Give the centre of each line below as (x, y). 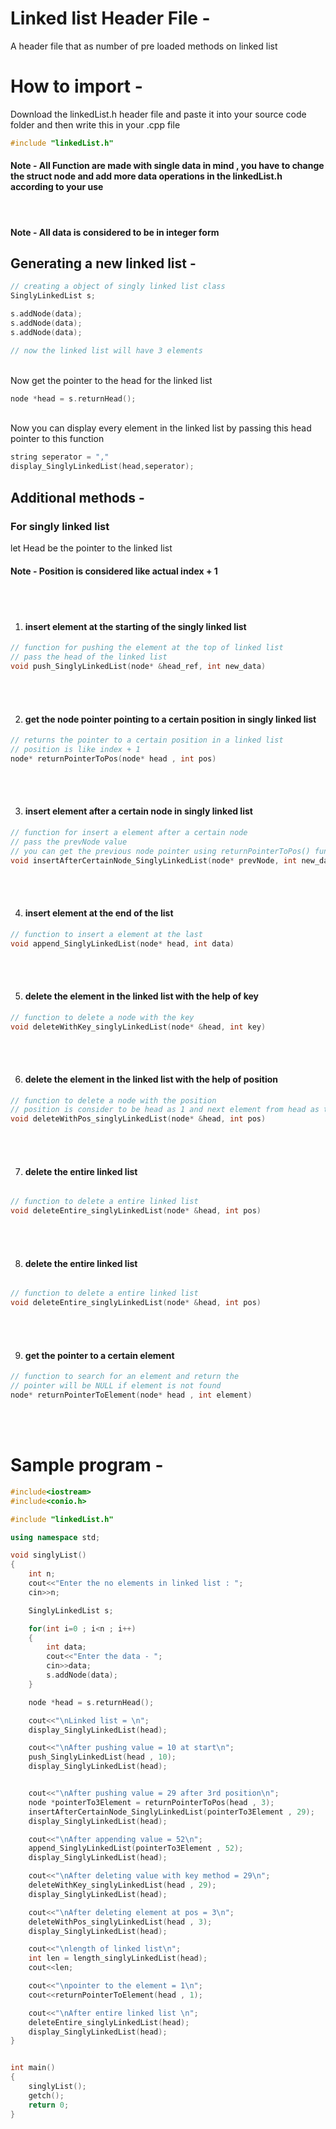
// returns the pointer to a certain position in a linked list (147, 740)
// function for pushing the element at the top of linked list (147, 648)
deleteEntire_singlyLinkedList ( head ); (109, 2022)
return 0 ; (49, 2105)
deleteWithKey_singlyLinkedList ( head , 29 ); (122, 1885)
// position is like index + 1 (75, 750)
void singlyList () (48, 1555)
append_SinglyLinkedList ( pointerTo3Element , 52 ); (136, 1848)
